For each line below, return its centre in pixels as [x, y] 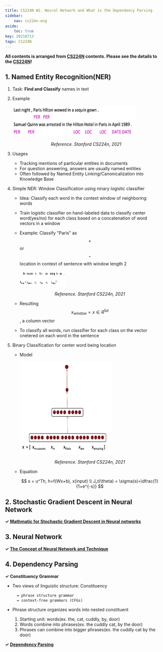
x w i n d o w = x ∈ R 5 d [90, 312]
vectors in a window [40, 223]
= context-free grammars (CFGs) [50, 600]
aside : [12, 26]
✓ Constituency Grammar [32, 576]
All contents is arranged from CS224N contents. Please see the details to [81, 56]
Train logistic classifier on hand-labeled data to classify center [82, 213]
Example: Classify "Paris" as [48, 233]
